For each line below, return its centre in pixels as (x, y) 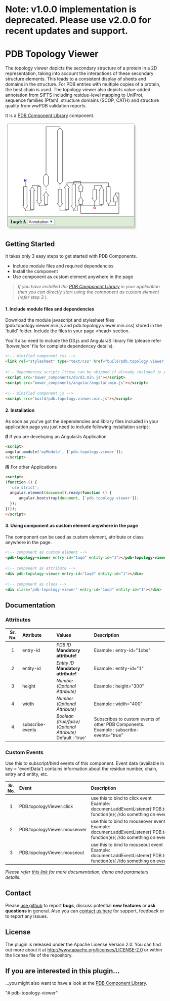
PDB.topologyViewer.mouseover (53, 829)
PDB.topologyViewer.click (46, 806)
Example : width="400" (118, 704)
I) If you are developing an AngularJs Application (56, 437)
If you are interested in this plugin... (62, 971)
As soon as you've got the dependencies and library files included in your (82, 421)
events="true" (109, 735)
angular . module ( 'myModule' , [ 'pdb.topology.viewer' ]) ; (64, 452)
